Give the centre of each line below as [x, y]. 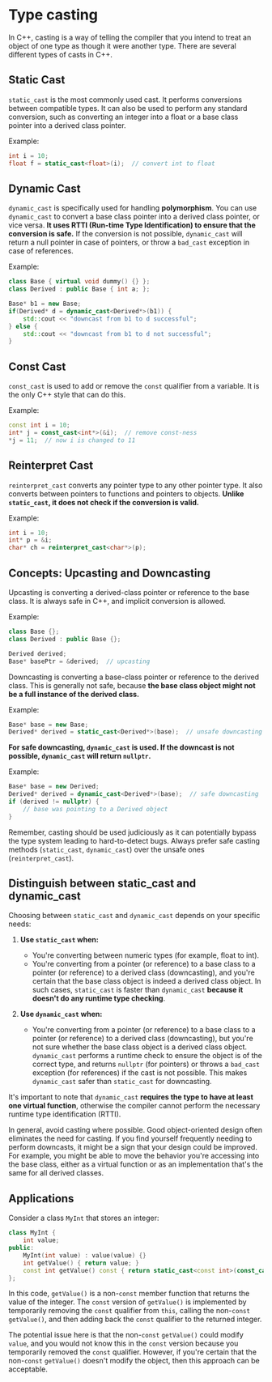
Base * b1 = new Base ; [45, 304]
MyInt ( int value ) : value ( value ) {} [85, 1255]
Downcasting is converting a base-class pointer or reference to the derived [134, 677]
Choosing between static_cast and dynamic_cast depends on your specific [134, 916]
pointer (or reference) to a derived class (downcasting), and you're [143, 972]
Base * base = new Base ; [49, 725]
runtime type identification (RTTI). [65, 1114]
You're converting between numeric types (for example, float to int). [146, 955]
